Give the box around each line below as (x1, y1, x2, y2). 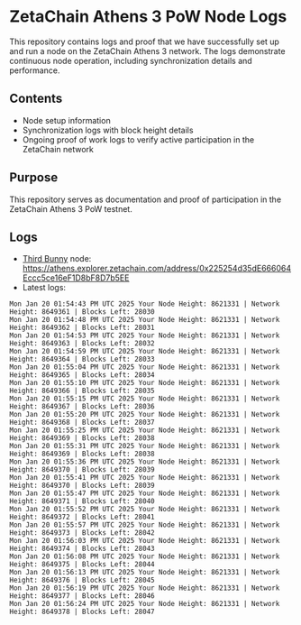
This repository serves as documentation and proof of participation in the (9, 194, 282, 205)
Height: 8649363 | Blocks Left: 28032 (9, 339, 155, 348)
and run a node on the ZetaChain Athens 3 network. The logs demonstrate (9, 45, 286, 56)
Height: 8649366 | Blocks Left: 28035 (9, 386, 155, 396)
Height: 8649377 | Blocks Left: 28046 (9, 592, 155, 601)
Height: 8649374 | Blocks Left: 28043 (9, 544, 155, 554)
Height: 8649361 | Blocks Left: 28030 (9, 308, 155, 317)
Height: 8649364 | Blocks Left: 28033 (9, 354, 155, 364)
